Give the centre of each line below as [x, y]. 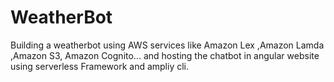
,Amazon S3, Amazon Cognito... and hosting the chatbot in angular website [165, 55]
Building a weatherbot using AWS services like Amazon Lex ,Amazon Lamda [167, 45]
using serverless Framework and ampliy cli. [100, 66]
